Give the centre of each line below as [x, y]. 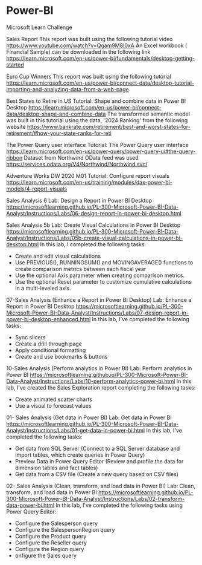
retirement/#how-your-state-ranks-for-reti [59, 133]
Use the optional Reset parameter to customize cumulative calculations [103, 281]
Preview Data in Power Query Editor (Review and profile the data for [99, 461]
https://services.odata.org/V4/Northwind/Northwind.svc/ [77, 164]
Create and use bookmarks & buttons [61, 356]
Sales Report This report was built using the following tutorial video [90, 39]
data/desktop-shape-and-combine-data [56, 114]
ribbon [14, 157]
